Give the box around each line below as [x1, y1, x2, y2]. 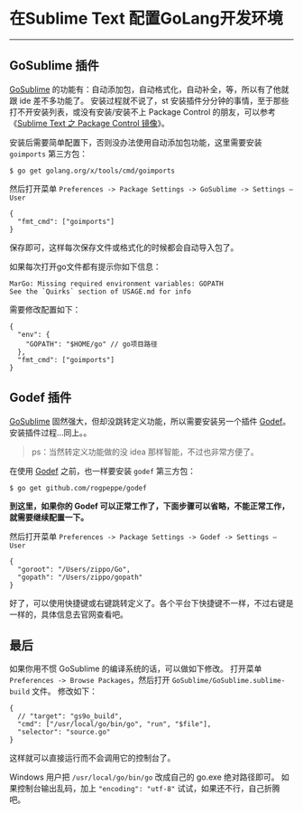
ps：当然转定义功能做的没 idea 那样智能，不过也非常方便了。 [31, 446, 259, 457]
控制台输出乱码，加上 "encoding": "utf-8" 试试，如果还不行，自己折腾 [16, 783, 280, 794]
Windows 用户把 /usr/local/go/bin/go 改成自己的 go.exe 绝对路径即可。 [9, 771, 280, 782]
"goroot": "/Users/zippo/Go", [17, 565, 131, 574]
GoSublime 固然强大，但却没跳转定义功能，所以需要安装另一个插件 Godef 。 [9, 416, 291, 426]
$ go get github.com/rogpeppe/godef [9, 483, 147, 492]
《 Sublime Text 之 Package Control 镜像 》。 [9, 117, 170, 128]
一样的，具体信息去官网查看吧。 [9, 609, 128, 620]
